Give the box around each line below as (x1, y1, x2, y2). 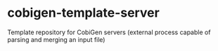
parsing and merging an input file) (7, 35, 105, 43)
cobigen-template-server (7, 5, 160, 21)
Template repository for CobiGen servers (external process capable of (7, 28, 211, 36)
